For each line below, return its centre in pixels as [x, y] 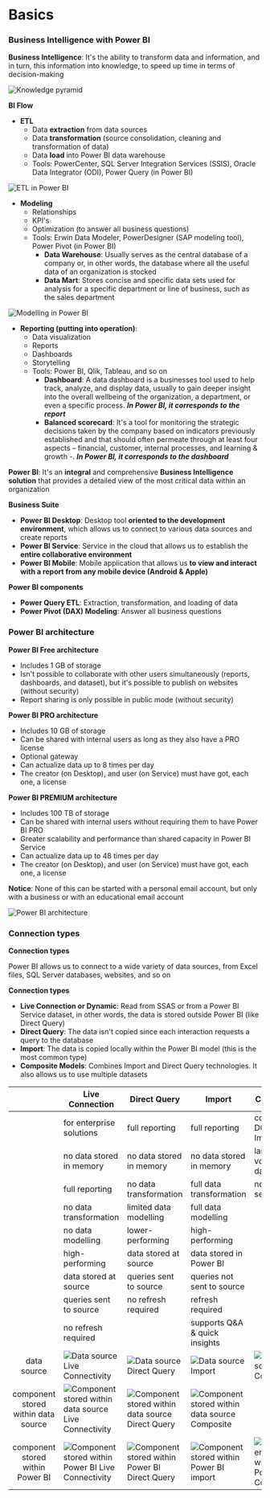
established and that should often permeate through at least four [151, 440]
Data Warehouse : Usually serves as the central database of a [146, 255]
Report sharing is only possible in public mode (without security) [127, 699]
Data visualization [61, 337]
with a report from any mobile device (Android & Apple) [114, 571]
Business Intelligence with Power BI [79, 40]
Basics [31, 15]
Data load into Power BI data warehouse [99, 155]
